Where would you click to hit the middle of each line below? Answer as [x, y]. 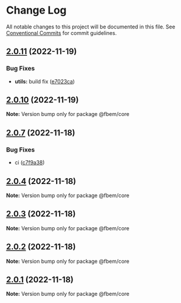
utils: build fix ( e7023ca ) [45, 81]
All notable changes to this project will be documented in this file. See [91, 27]
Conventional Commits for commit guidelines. [61, 33]
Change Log [36, 10]
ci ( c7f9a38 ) [30, 163]
